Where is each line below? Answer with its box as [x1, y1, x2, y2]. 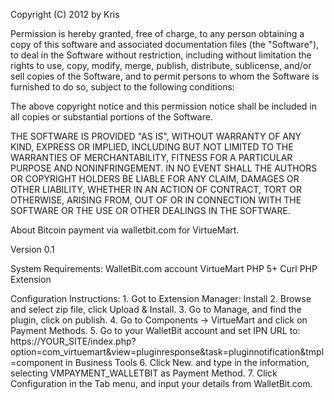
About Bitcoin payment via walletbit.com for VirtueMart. [10, 224, 240, 236]
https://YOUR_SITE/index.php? [10, 335, 137, 347]
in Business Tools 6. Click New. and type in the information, [65, 357, 310, 368]
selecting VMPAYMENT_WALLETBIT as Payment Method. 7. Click [10, 367, 278, 379]
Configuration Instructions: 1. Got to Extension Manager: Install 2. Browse [10, 293, 312, 304]
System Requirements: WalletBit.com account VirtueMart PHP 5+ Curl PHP [10, 263, 318, 274]
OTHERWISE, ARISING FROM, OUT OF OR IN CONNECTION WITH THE [10, 194, 302, 206]
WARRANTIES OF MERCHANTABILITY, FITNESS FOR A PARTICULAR [10, 152, 293, 163]
